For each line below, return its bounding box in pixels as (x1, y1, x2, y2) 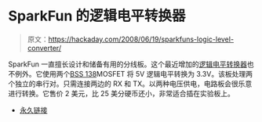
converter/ (27, 43, 61, 52)
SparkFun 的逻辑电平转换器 (8, 7, 186, 25)
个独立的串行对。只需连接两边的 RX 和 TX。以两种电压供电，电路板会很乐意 (8, 79, 253, 88)
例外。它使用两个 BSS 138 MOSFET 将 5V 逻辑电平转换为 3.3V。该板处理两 (14, 69, 253, 78)
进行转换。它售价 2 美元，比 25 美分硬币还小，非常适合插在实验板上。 (8, 88, 235, 98)
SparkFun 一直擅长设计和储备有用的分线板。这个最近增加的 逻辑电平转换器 (8, 59, 248, 69)
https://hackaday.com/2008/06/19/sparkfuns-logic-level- (48, 34, 234, 44)
